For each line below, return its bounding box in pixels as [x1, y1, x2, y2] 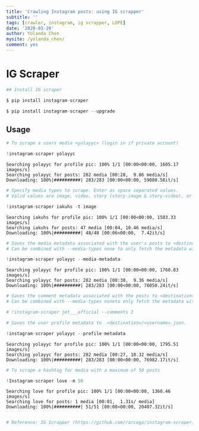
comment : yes [6, 42, 38, 48]
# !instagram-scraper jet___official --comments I [6, 309, 134, 315]
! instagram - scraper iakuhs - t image [6, 204, 97, 210]
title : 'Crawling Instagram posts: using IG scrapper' [6, 8, 145, 15]
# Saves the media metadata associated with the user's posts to [6, 240, 171, 246]
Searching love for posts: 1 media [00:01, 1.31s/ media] [6, 399, 155, 405]
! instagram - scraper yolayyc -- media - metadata [6, 256, 120, 262]
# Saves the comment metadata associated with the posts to [6, 293, 158, 299]
